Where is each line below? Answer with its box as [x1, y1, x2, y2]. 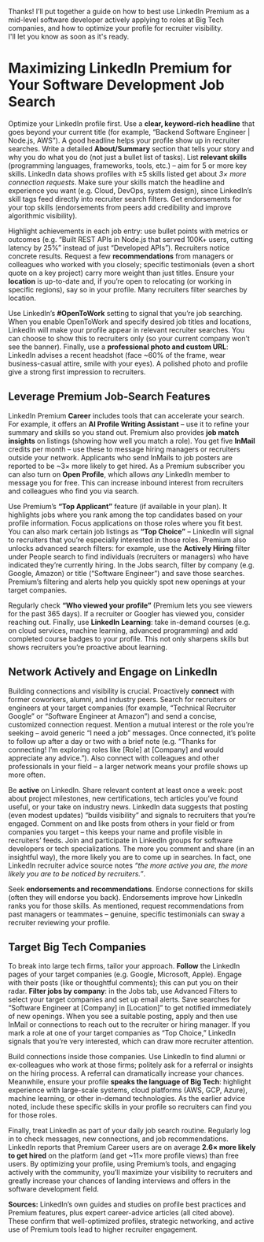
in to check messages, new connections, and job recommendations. [8, 1134, 229, 1143]
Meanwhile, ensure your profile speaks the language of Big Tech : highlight [8, 1077, 251, 1087]
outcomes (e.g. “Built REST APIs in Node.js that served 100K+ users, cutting [8, 234, 254, 244]
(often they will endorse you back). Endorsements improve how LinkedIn [8, 892, 243, 902]
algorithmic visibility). [8, 210, 78, 220]
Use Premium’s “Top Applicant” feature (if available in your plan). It [8, 501, 228, 511]
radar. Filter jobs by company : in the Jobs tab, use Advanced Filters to [8, 987, 238, 996]
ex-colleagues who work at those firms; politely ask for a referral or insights [8, 1060, 254, 1070]
